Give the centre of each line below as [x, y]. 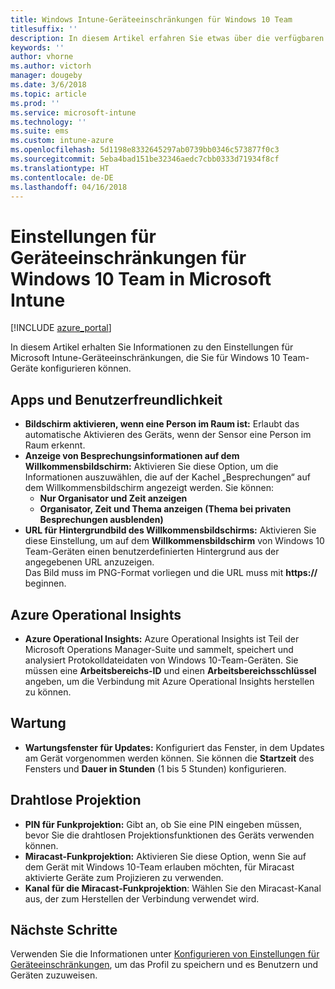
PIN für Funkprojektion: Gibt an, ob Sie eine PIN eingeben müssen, [163, 824]
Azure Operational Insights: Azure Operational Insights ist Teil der [162, 638]
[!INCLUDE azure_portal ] [61, 328]
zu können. [48, 692]
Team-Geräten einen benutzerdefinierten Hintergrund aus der [152, 552]
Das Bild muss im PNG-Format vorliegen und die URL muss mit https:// [171, 573]
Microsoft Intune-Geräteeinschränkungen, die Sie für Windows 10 [145, 358]
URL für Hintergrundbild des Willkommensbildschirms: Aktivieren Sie [170, 530]
